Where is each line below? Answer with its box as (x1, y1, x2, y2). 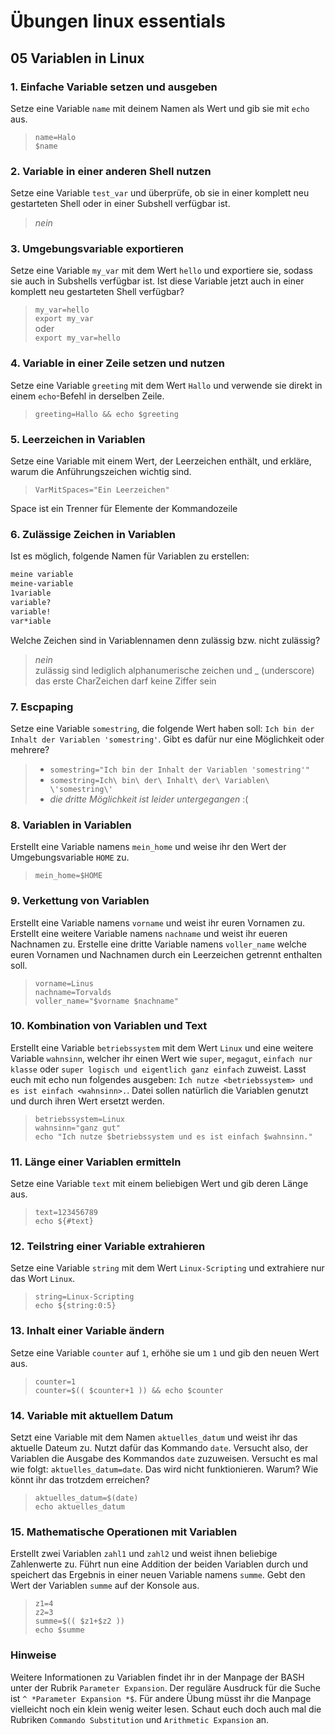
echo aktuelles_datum (34, 1501, 125, 1512)
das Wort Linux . (10, 1273, 76, 1285)
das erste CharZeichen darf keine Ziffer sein (34, 675, 217, 687)
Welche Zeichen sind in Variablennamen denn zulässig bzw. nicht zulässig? (10, 634, 321, 646)
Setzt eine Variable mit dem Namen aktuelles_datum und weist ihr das (10, 1431, 298, 1443)
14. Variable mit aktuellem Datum (10, 1408, 174, 1422)
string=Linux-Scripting (34, 1292, 135, 1302)
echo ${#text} (34, 1216, 94, 1227)
